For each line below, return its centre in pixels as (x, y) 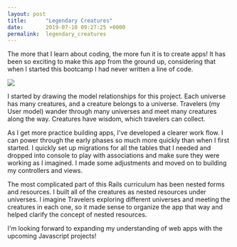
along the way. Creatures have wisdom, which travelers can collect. (106, 119)
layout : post (27, 14)
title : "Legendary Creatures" (60, 21)
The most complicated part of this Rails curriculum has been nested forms (116, 184)
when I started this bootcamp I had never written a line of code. (100, 69)
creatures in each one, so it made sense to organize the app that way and (115, 207)
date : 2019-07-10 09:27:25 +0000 (67, 27)
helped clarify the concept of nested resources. (77, 215)
